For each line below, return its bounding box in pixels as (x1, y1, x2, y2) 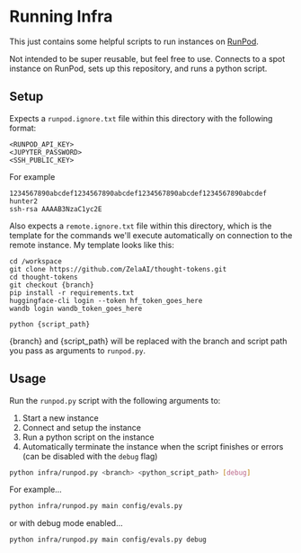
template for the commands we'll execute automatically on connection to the (9, 229, 293, 240)
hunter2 (9, 196, 39, 206)
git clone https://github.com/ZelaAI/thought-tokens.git (9, 264, 227, 273)
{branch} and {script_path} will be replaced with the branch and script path (9, 335, 288, 346)
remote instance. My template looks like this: (9, 239, 175, 250)
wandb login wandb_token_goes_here (9, 304, 143, 313)
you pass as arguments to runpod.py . (9, 344, 146, 356)
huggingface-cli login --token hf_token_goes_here (9, 296, 203, 305)
